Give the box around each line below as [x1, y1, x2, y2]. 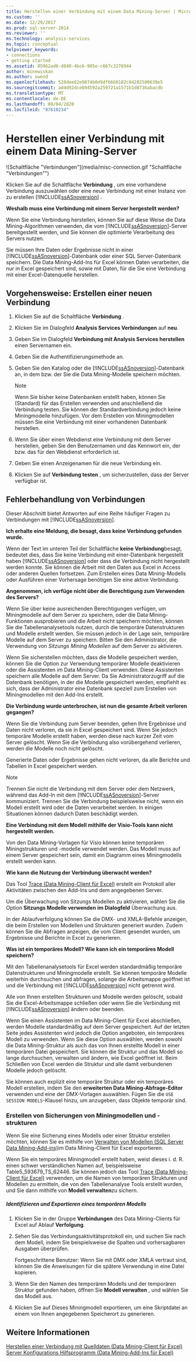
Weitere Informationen [6, 1327, 90, 1337]
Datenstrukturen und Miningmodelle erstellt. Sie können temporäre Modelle [6, 969, 187, 976]
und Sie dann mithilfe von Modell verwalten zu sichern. [6, 1187, 138, 1194]
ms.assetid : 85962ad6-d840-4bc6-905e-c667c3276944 [6, 63, 132, 69]
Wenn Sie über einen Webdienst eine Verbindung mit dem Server [14, 436, 171, 443]
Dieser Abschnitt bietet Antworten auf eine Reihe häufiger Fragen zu [6, 510, 170, 517]
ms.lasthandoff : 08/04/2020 [6, 101, 75, 107]
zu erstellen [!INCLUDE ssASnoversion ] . [6, 194, 102, 201]
